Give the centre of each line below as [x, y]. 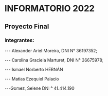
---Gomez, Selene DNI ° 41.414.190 [40, 88]
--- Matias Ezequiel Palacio [32, 79]
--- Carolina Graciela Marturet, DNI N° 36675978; [54, 60]
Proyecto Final [27, 26]
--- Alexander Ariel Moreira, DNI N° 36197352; [51, 50]
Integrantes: [19, 40]
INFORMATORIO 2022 [50, 8]
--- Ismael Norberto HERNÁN [34, 69]
